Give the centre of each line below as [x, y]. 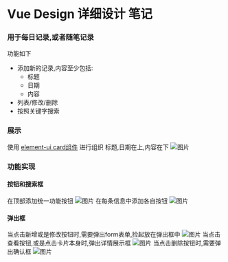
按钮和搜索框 [25, 184]
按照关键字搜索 [38, 111]
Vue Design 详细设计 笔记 [80, 14]
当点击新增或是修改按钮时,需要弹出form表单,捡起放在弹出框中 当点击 [114, 234]
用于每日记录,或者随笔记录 [50, 37]
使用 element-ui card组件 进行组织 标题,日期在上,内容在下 [88, 147]
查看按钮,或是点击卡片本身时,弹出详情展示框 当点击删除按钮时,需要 [111, 243]
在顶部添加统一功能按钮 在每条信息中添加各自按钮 [88, 201]
